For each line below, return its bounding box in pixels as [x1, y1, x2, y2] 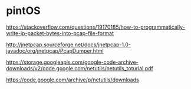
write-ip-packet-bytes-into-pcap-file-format [6, 29, 114, 36]
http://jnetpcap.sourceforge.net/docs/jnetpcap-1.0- [6, 41, 131, 48]
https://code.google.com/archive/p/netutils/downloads [6, 76, 140, 83]
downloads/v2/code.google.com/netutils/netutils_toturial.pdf [6, 64, 153, 71]
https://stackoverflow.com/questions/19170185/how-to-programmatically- [6, 23, 186, 30]
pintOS [6, 4, 41, 18]
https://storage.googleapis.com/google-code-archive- [6, 59, 139, 66]
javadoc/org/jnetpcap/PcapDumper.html [6, 47, 104, 54]
